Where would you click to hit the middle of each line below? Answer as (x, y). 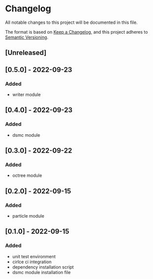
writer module (26, 95)
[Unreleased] (26, 53)
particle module (28, 216)
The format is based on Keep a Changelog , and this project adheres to (76, 32)
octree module (27, 175)
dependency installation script (43, 267)
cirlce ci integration (32, 262)
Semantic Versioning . (27, 37)
